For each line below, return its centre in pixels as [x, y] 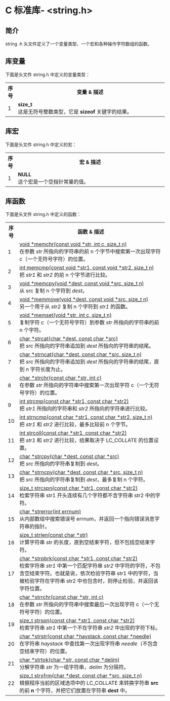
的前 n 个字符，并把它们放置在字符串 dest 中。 [75, 691]
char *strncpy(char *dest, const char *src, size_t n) [81, 472]
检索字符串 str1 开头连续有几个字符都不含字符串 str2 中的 [88, 496]
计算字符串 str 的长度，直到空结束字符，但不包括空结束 [85, 542]
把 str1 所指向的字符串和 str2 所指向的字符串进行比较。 [85, 409]
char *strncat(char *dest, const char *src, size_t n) [81, 354]
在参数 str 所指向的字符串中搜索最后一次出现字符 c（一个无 [89, 605]
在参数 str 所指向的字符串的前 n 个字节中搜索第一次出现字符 [90, 251]
